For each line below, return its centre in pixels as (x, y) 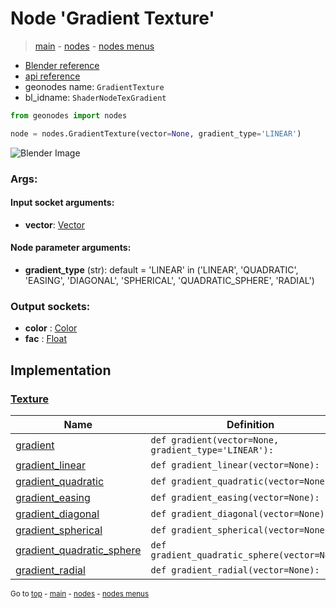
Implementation (61, 370)
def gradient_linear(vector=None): (235, 465)
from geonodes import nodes (69, 115)
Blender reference (62, 65)
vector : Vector (54, 224)
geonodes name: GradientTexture (94, 86)
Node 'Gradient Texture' (112, 18)
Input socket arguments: (62, 203)
